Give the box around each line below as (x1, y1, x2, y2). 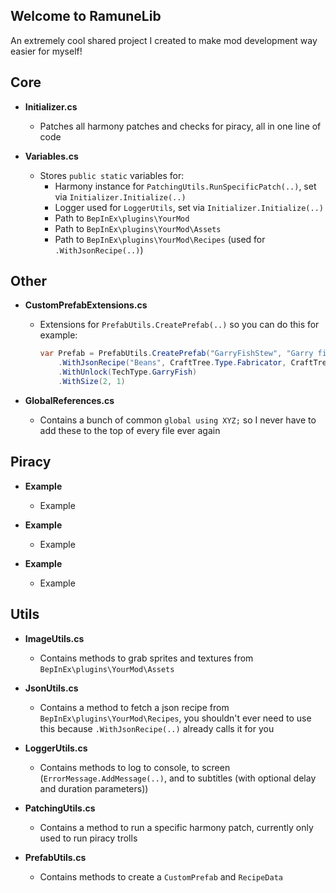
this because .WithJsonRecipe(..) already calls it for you (39, 722, 275, 734)
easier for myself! (10, 45, 83, 57)
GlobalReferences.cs (24, 394, 115, 406)
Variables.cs (24, 150, 79, 162)
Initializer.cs (24, 100, 78, 113)
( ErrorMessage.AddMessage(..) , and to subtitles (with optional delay (39, 772, 317, 784)
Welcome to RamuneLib (10, 8, 162, 25)
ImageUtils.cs (24, 632, 85, 644)
